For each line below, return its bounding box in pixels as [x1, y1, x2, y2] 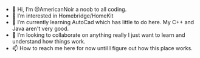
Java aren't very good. [12, 25, 69, 32]
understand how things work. [12, 38, 86, 45]
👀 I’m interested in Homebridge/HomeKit [12, 12, 114, 19]
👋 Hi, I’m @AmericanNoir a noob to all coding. [12, 6, 127, 13]
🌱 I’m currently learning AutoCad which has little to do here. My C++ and [12, 19, 195, 25]
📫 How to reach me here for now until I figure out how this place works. [12, 45, 193, 51]
